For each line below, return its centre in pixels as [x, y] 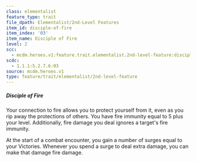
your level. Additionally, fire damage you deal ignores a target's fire [87, 123]
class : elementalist [31, 11]
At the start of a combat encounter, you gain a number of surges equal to [94, 140]
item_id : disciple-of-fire [39, 28]
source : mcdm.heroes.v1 [35, 71]
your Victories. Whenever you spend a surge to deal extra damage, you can [97, 146]
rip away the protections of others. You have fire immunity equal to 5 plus [95, 116]
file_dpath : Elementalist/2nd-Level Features [62, 22]
